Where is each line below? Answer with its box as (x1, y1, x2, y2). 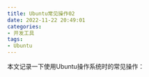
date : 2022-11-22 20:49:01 (7, 17, 86, 24)
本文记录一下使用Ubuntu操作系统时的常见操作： (7, 62, 145, 70)
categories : (7, 23, 42, 30)
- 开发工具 (7, 29, 35, 37)
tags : (7, 36, 23, 43)
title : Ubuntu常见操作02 (7, 10, 75, 17)
